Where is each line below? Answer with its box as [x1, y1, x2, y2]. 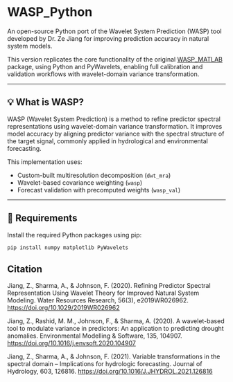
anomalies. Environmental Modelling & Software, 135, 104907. [7, 331, 182, 340]
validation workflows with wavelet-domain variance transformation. [7, 70, 200, 78]
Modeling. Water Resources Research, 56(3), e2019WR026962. [7, 296, 189, 304]
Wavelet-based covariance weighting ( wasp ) [17, 178, 143, 187]
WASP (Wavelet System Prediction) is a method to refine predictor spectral [7, 115, 221, 123]
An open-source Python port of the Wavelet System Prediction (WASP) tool [7, 27, 222, 35]
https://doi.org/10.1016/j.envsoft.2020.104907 [7, 339, 137, 347]
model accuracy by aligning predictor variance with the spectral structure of [7, 129, 225, 138]
